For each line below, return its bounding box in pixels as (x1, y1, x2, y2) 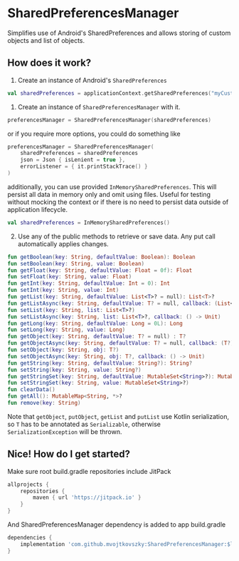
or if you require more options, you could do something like (7, 129, 181, 138)
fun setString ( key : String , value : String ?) (7, 366, 142, 373)
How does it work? (7, 57, 92, 69)
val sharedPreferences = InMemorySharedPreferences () (7, 219, 171, 226)
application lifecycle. (7, 205, 68, 213)
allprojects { (7, 480, 50, 488)
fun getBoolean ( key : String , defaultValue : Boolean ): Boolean (7, 253, 196, 261)
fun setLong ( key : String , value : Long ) (7, 326, 126, 333)
